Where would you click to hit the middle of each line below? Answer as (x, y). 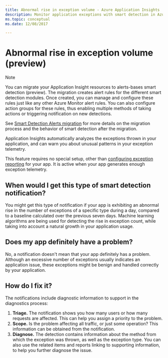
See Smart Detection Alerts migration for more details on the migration (78, 124)
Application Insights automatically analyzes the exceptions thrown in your (81, 139)
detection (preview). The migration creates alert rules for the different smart (83, 93)
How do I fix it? (29, 286)
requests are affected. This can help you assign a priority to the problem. (87, 318)
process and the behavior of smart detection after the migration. (71, 129)
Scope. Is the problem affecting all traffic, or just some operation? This (85, 323)
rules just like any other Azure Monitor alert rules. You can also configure (80, 103)
